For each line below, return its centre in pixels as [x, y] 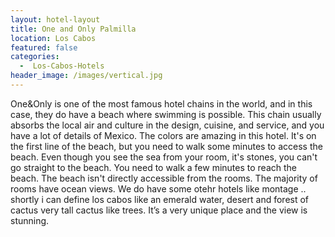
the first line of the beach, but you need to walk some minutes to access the [166, 146]
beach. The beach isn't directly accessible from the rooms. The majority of [164, 178]
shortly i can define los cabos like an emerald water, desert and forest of [160, 199]
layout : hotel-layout [55, 19]
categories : [35, 57]
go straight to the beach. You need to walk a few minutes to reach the [153, 167]
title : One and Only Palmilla [73, 29]
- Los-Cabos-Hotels [62, 66]
